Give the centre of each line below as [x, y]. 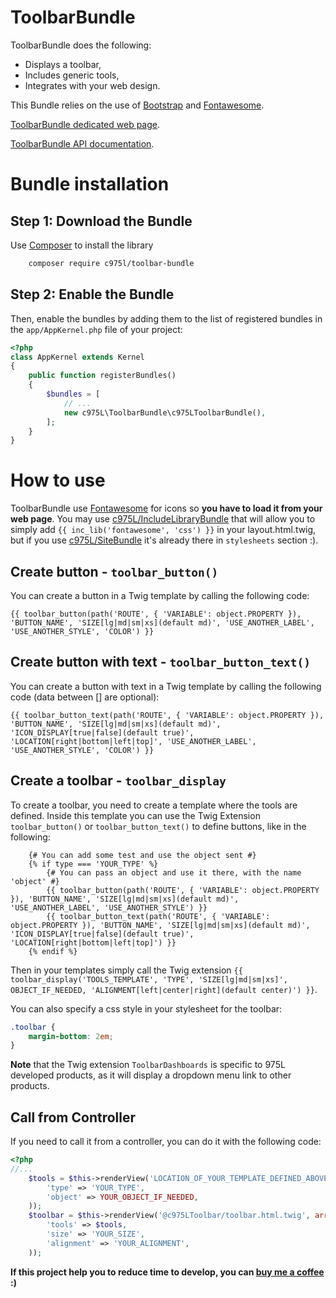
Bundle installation [90, 184]
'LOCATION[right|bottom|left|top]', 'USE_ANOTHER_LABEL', [133, 741]
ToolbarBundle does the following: [81, 45]
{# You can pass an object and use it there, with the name [174, 872]
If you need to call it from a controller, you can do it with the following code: [166, 1142]
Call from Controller [73, 1117]
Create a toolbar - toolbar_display [118, 781]
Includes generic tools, [72, 75]
